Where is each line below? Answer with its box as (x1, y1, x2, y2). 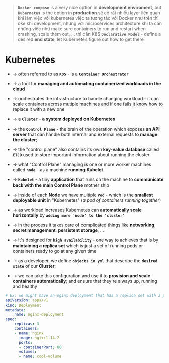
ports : (18, 340, 33, 345)
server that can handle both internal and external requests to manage (12, 131, 157, 137)
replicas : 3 (14, 321, 39, 327)
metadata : (5, 307, 26, 312)
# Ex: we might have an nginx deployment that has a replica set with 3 (5, 293, 161, 298)
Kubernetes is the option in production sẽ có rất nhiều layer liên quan (17, 10, 160, 16)
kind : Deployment (5, 302, 42, 308)
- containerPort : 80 (18, 345, 62, 350)
